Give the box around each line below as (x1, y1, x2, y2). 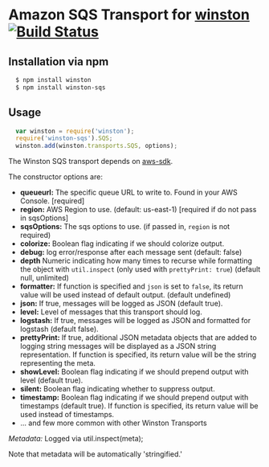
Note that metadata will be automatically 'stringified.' (8, 449, 183, 459)
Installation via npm (8, 55, 109, 68)
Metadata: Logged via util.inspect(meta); (8, 434, 144, 444)
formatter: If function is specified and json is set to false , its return (19, 281, 243, 291)
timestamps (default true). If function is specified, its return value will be (19, 401, 259, 411)
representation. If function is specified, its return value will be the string (19, 350, 257, 359)
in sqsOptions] (19, 213, 69, 223)
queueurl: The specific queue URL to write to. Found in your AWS (19, 187, 238, 198)
